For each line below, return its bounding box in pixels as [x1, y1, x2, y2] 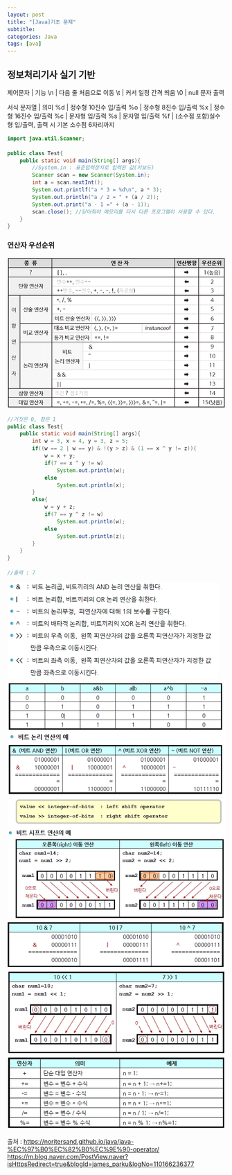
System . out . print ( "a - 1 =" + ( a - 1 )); [32, 201, 150, 208]
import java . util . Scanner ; [7, 135, 85, 142]
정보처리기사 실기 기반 [7, 69, 96, 80]
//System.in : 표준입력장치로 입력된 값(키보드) [32, 164, 154, 171]
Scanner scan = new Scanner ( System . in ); [32, 172, 150, 179]
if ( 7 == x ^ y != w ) [44, 460, 104, 467]
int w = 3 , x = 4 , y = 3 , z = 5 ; [32, 437, 129, 445]
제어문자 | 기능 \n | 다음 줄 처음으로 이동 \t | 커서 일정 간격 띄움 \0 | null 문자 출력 [7, 88, 225, 96]
